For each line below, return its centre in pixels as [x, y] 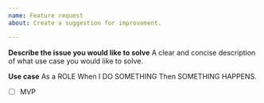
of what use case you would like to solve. [76, 61]
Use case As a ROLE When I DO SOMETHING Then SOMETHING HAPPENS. [132, 76]
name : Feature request [46, 15]
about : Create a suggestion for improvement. [85, 23]
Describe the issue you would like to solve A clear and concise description [132, 52]
